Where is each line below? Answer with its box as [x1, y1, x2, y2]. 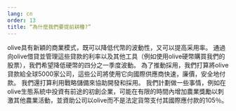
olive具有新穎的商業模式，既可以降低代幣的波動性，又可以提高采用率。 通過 [7, 44, 226, 52]
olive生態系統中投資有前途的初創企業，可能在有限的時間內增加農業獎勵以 [7, 87, 218, 96]
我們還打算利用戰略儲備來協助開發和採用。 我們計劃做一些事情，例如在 [20, 79, 226, 87]
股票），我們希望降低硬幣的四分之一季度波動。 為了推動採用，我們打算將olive [7, 61, 229, 70]
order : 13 [7, 17, 37, 24]
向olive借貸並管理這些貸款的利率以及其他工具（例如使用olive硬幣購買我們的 [7, 52, 225, 60]
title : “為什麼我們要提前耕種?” [7, 23, 91, 30]
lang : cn [7, 10, 33, 18]
